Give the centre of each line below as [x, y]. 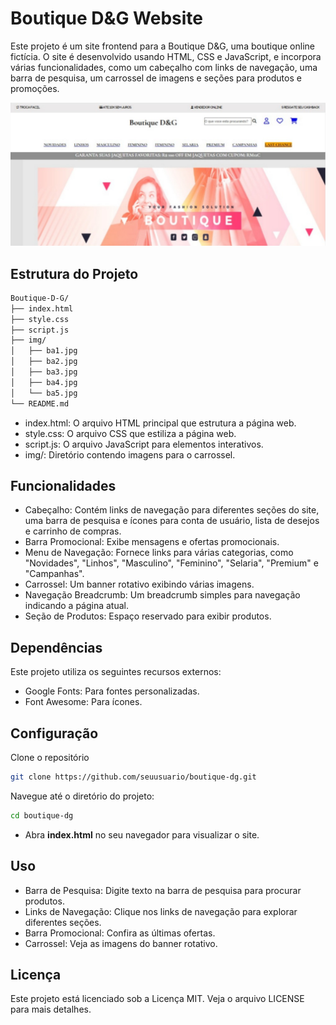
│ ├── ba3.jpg [44, 372]
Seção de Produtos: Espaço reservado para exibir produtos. [148, 616]
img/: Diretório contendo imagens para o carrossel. [130, 454]
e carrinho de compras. [73, 531]
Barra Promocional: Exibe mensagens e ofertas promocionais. [152, 542]
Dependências [56, 647]
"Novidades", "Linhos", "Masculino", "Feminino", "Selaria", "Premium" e [171, 563]
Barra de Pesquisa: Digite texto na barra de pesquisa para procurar [163, 890]
